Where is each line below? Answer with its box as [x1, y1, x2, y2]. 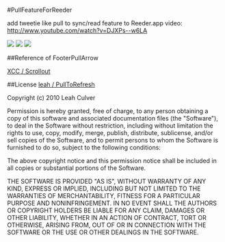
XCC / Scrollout [7, 67, 51, 75]
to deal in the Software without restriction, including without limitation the [7, 121, 213, 130]
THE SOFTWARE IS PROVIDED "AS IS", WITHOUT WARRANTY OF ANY [7, 178, 207, 185]
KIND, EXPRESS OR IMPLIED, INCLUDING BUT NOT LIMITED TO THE [7, 184, 201, 193]
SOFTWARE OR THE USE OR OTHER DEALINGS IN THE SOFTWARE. [7, 228, 199, 236]
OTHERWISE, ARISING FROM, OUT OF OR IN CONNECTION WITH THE [7, 221, 207, 229]
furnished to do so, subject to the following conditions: [7, 143, 161, 152]
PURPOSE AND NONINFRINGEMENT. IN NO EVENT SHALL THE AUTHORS [7, 199, 217, 207]
